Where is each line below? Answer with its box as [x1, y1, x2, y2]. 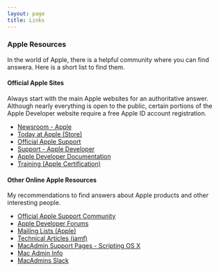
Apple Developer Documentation [17, 153, 111, 160]
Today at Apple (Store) [17, 130, 83, 138]
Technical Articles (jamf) [17, 234, 88, 242]
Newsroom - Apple [17, 123, 72, 131]
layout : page [7, 10, 45, 17]
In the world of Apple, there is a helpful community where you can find [7, 55, 210, 63]
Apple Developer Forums [17, 219, 89, 228]
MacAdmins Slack [17, 256, 70, 265]
